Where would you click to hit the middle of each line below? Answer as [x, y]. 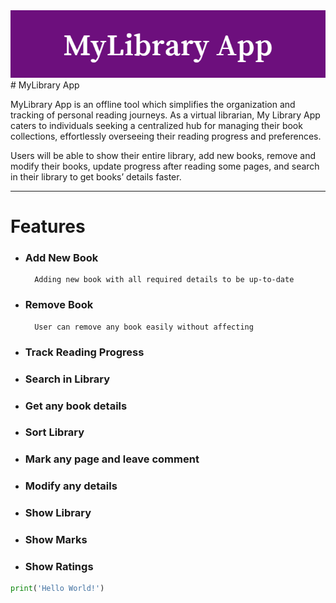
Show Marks [56, 540]
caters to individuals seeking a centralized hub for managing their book [156, 125]
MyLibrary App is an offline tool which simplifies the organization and [153, 104]
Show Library [58, 513]
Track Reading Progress [84, 352]
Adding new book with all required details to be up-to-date [164, 280]
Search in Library [67, 379]
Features [48, 226]
